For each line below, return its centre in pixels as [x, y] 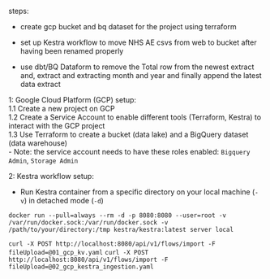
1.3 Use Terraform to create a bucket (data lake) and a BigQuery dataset [129, 134]
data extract [40, 84]
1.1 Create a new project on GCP [62, 109]
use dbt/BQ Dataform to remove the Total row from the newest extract [137, 67]
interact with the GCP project [57, 126]
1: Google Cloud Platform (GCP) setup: [72, 100]
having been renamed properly [72, 51]
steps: [19, 11]
